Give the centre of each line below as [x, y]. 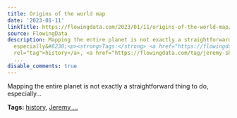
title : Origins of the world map [56, 14]
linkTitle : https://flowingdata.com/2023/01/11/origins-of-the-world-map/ [120, 27]
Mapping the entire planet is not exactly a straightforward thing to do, [108, 86]
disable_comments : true [42, 66]
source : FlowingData [38, 33]
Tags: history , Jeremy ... [43, 107]
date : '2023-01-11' [36, 20]
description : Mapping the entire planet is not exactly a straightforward [120, 40]
